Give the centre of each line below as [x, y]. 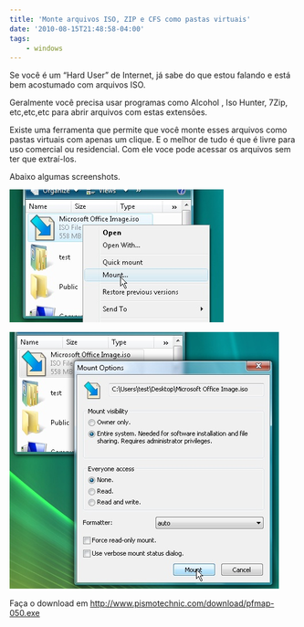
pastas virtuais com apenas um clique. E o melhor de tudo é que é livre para [152, 140]
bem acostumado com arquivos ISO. [78, 85]
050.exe [25, 613]
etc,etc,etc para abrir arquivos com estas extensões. [109, 112]
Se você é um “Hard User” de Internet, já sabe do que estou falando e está [150, 75]
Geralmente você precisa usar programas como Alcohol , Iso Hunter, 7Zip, [149, 103]
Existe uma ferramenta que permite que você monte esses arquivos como [148, 130]
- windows [45, 48]
